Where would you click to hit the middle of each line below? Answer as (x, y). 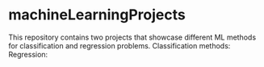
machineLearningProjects (97, 15)
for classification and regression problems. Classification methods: (119, 45)
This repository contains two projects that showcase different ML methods (132, 37)
